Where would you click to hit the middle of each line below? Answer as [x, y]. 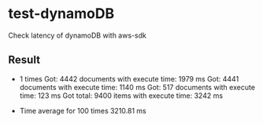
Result [24, 60]
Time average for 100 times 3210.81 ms [83, 110]
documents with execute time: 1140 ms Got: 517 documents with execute [137, 87]
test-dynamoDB [61, 14]
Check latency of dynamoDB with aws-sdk [78, 35]
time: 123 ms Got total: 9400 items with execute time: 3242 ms [121, 96]
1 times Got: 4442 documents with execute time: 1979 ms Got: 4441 [129, 78]
